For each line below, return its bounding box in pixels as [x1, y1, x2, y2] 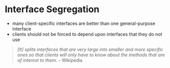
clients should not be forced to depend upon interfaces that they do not [12, 31, 162, 37]
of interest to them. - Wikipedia [17, 57, 82, 63]
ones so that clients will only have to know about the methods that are [17, 52, 165, 58]
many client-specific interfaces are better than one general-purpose [12, 20, 156, 26]
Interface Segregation [5, 4, 100, 15]
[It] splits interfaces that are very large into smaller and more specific [17, 46, 163, 52]
